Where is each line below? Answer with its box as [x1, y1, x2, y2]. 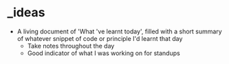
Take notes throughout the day [27, 42, 115, 50]
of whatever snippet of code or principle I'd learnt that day [17, 34, 183, 42]
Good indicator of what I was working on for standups [27, 49, 180, 57]
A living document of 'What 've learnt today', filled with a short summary [17, 27, 222, 35]
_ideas [7, 5, 45, 20]
